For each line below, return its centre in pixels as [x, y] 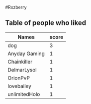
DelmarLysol [22, 69]
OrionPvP [19, 78]
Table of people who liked [45, 23]
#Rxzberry [16, 7]
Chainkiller [20, 61]
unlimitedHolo [24, 94]
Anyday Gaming [26, 53]
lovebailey [19, 86]
